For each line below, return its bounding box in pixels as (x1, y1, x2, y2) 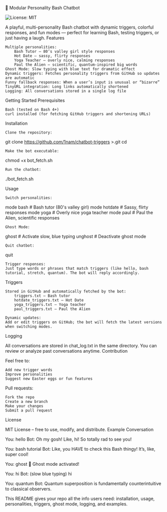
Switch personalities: (5, 195, 52, 200)
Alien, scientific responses (5, 215, 60, 221)
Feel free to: (5, 358, 30, 364)
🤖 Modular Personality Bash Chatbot (5, 5, 80, 11)
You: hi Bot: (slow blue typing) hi (5, 471, 72, 477)
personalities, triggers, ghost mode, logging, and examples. (5, 501, 128, 507)
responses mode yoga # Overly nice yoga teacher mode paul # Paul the (5, 210, 153, 216)
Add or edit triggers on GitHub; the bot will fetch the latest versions (5, 320, 162, 325)
